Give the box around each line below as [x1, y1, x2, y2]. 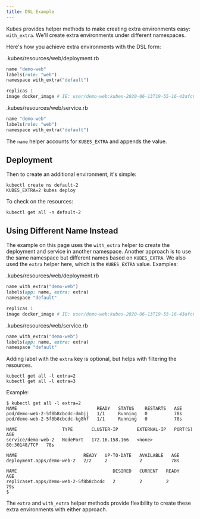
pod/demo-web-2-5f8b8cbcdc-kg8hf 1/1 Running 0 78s [6, 416, 183, 422]
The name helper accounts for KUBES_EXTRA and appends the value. [6, 138, 167, 145]
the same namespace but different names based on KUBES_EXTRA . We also [6, 254, 186, 261]
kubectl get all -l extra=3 [6, 378, 76, 385]
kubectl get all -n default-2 [6, 209, 82, 215]
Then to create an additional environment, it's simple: [6, 171, 137, 178]
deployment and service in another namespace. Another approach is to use [6, 248, 192, 255]
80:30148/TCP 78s [6, 442, 55, 448]
